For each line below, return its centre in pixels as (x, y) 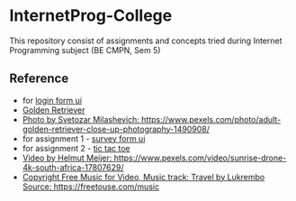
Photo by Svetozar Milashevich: (81, 119)
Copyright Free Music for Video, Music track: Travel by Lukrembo (144, 177)
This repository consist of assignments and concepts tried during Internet (146, 41)
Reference (39, 79)
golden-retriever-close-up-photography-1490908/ (116, 129)
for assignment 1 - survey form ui (84, 138)
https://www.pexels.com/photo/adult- (211, 119)
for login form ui (52, 100)
